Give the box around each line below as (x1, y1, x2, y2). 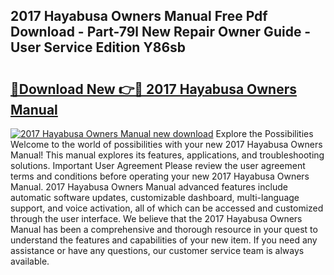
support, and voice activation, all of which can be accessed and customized (10, 202, 324, 214)
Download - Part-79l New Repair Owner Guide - (10, 24, 312, 41)
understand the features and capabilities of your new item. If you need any (10, 234, 318, 246)
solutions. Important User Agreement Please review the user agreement (10, 160, 306, 171)
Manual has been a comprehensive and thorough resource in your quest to (10, 224, 318, 235)
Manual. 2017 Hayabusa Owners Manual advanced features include (10, 181, 288, 193)
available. (10, 255, 50, 267)
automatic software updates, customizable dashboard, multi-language (10, 192, 300, 203)
